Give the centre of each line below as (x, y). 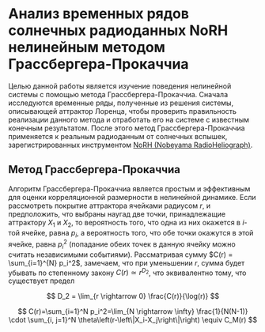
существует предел (42, 281)
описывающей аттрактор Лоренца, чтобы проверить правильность (123, 111)
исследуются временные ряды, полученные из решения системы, (121, 103)
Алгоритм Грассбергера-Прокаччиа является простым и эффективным (129, 189)
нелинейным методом (87, 47)
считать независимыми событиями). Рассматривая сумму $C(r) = (121, 255)
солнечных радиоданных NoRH (118, 30)
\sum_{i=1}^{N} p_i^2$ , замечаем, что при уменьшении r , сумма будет (127, 262)
